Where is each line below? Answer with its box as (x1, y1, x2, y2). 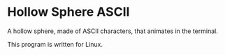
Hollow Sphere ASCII (7, 4, 130, 20)
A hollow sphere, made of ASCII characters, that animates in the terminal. (7, 27, 218, 35)
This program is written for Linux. (7, 40, 103, 48)
